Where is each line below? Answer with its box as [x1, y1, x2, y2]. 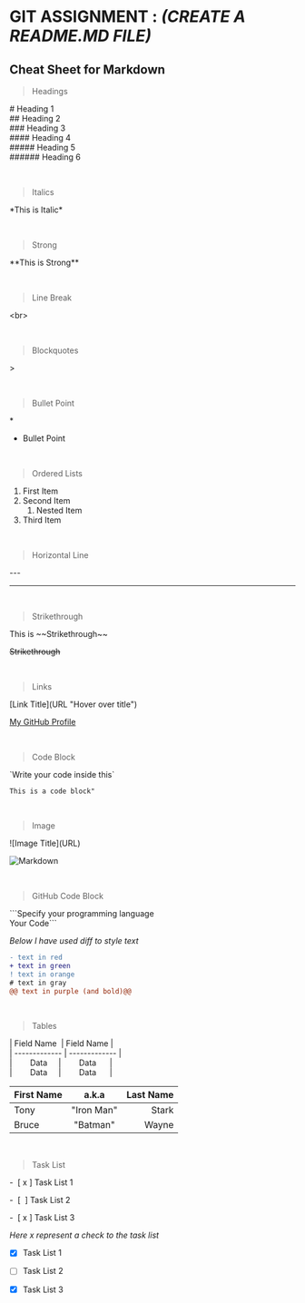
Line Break [31, 292, 73, 303]
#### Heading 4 [9, 132, 71, 142]
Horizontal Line [31, 550, 89, 560]
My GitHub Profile [9, 717, 76, 727]
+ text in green [9, 961, 71, 970]
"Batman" [74, 1119, 115, 1132]
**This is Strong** [9, 257, 80, 268]
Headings [31, 86, 68, 96]
